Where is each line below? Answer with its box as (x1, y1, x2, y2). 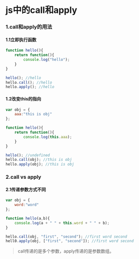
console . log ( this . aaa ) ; (23, 134, 72, 139)
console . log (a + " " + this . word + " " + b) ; (14, 220, 110, 225)
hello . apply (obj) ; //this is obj (5, 162, 74, 167)
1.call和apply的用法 (5, 23, 52, 30)
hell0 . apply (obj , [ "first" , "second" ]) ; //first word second (5, 239, 134, 244)
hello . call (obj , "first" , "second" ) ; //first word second (5, 234, 127, 239)
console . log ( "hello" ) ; (23, 57, 70, 62)
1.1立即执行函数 (5, 37, 36, 43)
